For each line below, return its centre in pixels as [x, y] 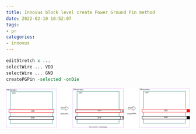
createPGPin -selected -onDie [43, 79]
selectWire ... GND [30, 73]
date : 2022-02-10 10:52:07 [39, 18]
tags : [13, 25]
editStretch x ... [28, 61]
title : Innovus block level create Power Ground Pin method [81, 12]
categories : [20, 37]
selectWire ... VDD [30, 67]
